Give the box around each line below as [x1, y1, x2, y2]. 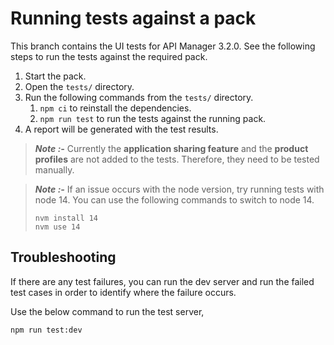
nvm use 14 [34, 222, 81, 232]
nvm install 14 [34, 213, 99, 223]
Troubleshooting [10, 249, 117, 266]
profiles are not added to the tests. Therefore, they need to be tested [34, 153, 320, 165]
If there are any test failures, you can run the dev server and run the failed [10, 275, 315, 287]
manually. [34, 163, 75, 176]
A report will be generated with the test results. [24, 123, 219, 135]
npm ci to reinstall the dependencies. [39, 102, 192, 114]
